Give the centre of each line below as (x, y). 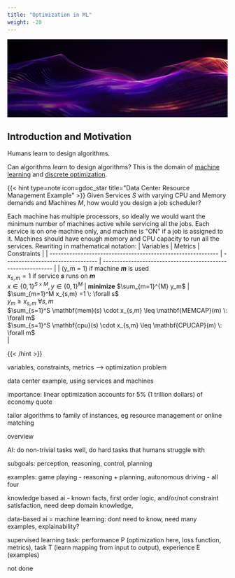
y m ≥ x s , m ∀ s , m (30, 302)
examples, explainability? (43, 526)
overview (20, 436)
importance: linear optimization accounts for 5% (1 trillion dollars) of (105, 394)
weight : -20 (24, 22)
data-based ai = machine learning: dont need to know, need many (102, 519)
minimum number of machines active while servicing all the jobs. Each (108, 224)
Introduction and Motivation (69, 137)
